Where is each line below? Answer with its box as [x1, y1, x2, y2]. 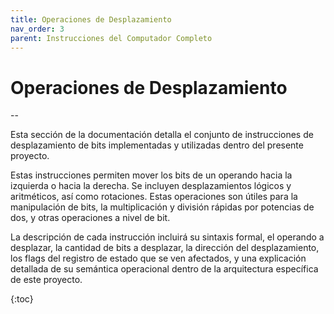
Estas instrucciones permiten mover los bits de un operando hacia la [10, 169, 293, 181]
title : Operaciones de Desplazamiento [10, 14, 172, 25]
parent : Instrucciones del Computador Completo [10, 33, 213, 43]
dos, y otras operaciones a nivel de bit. [10, 212, 171, 224]
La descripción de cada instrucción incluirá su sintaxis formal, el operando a [10, 231, 325, 243]
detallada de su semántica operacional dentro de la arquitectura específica [10, 263, 319, 275]
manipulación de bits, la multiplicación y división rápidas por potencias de [10, 201, 315, 213]
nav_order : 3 [10, 24, 65, 34]
